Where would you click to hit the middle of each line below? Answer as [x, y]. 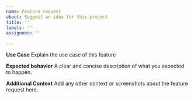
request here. [22, 90]
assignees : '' [23, 33]
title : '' [18, 22]
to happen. [19, 72]
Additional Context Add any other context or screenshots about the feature [97, 84]
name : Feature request [34, 11]
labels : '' [19, 28]
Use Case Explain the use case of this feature [61, 55]
